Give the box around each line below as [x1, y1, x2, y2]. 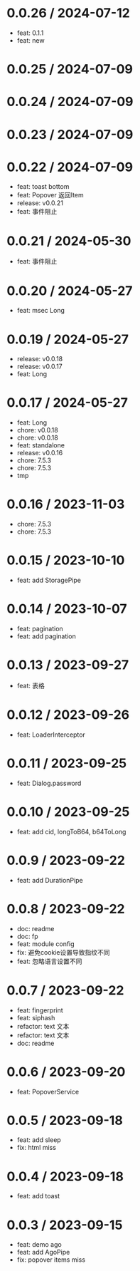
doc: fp [16, 932, 38, 940]
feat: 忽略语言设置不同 [16, 957, 82, 965]
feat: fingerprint [16, 1006, 63, 1015]
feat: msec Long [16, 306, 65, 315]
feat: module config [16, 939, 75, 948]
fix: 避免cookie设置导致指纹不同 [16, 948, 111, 956]
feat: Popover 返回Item [16, 191, 85, 199]
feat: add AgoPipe [16, 1248, 70, 1257]
